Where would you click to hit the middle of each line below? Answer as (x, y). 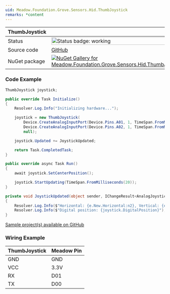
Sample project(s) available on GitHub (45, 225)
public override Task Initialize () (43, 99)
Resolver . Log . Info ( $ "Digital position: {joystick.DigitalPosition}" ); (90, 211)
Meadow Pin (67, 251)
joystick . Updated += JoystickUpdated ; (55, 141)
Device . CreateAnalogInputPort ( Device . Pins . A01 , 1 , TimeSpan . (89, 122)
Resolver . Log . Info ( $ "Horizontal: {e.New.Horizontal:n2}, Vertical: (87, 205)
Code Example (24, 79)
